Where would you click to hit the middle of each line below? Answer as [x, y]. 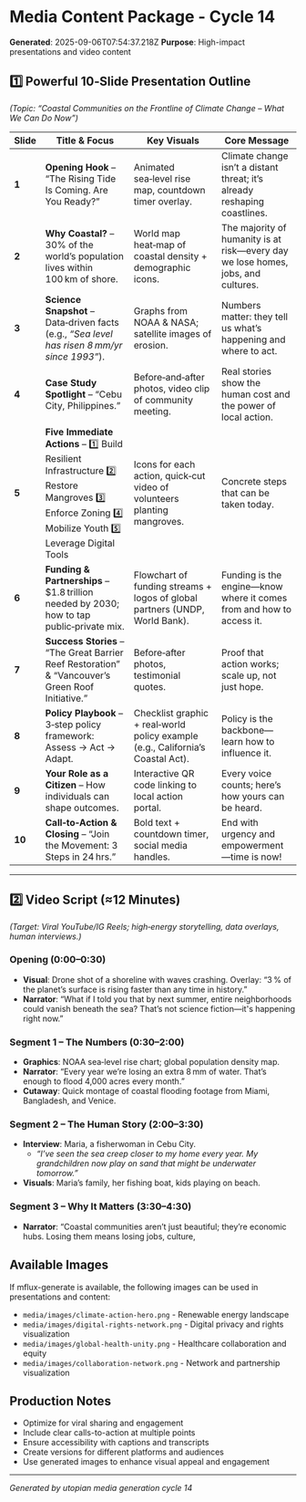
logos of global [165, 598]
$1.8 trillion [69, 592]
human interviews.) [46, 936]
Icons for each [164, 464]
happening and [254, 339]
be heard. [242, 808]
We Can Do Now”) [44, 118]
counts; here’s [251, 785]
